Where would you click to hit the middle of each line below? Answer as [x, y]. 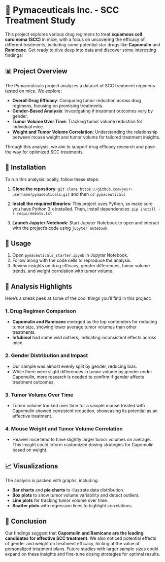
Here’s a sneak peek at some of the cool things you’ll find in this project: [78, 298]
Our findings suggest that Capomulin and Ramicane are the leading [74, 533]
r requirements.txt [32, 213]
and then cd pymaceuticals [98, 194]
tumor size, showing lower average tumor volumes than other [74, 327]
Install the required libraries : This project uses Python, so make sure [82, 204]
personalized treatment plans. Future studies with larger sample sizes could [82, 549]
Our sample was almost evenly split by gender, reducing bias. [75, 366]
